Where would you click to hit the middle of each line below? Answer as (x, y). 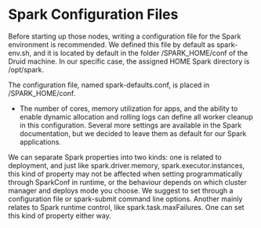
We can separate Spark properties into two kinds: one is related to (115, 157)
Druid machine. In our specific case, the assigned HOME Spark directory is (129, 61)
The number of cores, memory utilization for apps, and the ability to (129, 108)
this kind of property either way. (60, 215)
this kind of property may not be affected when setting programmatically (125, 174)
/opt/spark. (26, 69)
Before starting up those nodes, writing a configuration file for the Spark (125, 36)
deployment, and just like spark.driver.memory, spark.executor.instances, (127, 165)
